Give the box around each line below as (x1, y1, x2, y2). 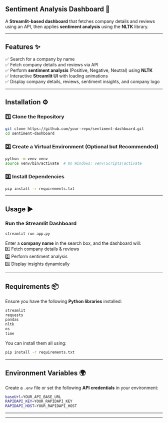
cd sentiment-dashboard (5, 131, 55, 136)
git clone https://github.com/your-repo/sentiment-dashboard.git (5, 126, 144, 131)
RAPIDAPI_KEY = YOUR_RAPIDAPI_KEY (5, 399, 72, 404)
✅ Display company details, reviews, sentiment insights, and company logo (5, 78, 160, 84)
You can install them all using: (5, 340, 66, 346)
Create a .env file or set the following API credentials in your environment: (5, 385, 158, 391)
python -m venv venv (5, 156, 48, 161)
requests (5, 313, 23, 318)
